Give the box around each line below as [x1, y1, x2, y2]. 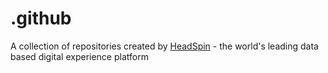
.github [10, 7, 72, 30]
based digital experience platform [10, 50, 149, 62]
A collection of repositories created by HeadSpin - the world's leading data [10, 40, 319, 52]
